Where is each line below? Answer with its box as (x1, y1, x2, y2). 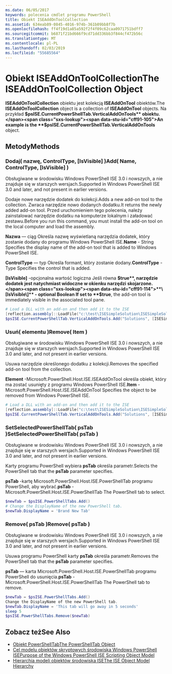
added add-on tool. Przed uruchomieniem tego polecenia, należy (5, 207, 142, 213)
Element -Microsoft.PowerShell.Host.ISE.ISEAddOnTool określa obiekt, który (5, 376, 166, 382)
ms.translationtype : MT (5, 36, 56, 41)
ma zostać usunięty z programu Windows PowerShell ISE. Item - (5, 382, 140, 388)
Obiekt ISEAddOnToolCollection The (5, 72, 160, 84)
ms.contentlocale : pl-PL (5, 41, 58, 46)
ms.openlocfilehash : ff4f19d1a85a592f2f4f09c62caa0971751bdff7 (5, 27, 143, 32)
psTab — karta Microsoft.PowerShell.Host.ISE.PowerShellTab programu (5, 568, 157, 574)
